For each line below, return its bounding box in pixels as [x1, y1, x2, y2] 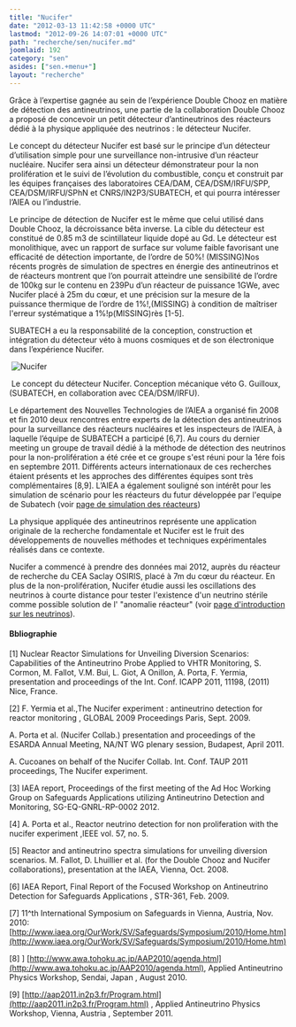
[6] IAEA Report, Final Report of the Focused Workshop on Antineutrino [9, 881, 269, 892]
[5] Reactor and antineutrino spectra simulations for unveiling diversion [9, 845, 268, 855]
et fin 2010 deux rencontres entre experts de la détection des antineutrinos [9, 413, 282, 425]
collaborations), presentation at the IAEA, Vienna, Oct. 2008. [9, 864, 230, 875]
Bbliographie [9, 629, 57, 639]
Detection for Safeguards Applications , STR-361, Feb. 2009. [9, 891, 230, 901]
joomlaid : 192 [9, 46, 62, 55]
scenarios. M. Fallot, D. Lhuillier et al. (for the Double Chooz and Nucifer [9, 854, 271, 865]
